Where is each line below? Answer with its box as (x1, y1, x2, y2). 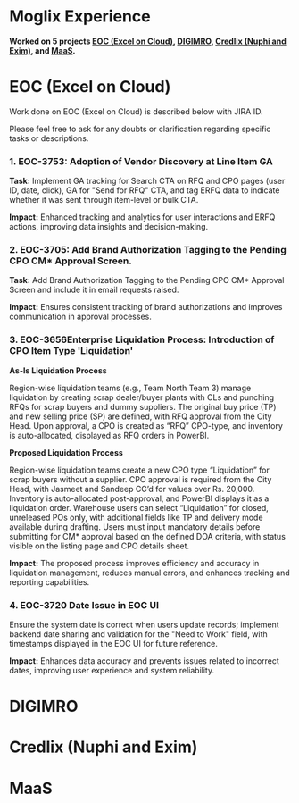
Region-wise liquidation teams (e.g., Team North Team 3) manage (9, 382, 252, 393)
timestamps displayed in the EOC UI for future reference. (9, 639, 219, 649)
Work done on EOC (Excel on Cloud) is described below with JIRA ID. (9, 105, 263, 117)
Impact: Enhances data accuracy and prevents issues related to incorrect (9, 656, 279, 666)
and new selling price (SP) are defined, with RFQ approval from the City (9, 411, 272, 422)
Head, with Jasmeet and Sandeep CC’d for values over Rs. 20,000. (9, 483, 255, 494)
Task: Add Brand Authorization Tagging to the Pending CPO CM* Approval (9, 275, 285, 286)
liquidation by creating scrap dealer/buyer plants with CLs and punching (9, 391, 275, 403)
